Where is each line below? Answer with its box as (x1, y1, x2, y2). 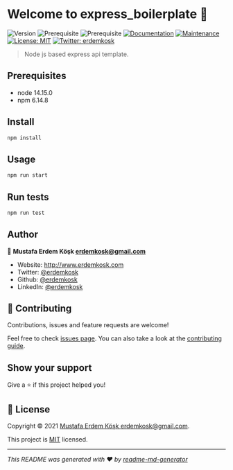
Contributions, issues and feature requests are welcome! (7, 321, 169, 329)
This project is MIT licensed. (7, 435, 88, 444)
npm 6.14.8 (17, 96, 49, 104)
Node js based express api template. (24, 50, 129, 58)
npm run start (7, 172, 49, 179)
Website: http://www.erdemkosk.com (17, 260, 124, 269)
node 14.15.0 (17, 88, 53, 96)
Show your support (7, 362, 92, 374)
